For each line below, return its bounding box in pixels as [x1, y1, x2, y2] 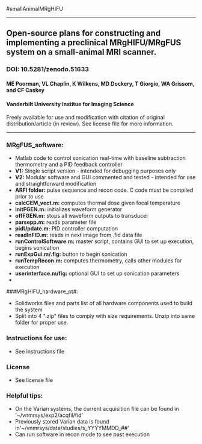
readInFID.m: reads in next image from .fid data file [14, 232, 142, 239]
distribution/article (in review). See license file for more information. [6, 120, 174, 127]
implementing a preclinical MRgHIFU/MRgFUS [6, 37, 182, 48]
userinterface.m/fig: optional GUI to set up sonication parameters [14, 270, 180, 277]
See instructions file [14, 347, 65, 355]
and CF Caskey [6, 86, 45, 94]
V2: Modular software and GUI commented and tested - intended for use [14, 174, 196, 181]
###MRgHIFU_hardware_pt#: [6, 288, 78, 295]
